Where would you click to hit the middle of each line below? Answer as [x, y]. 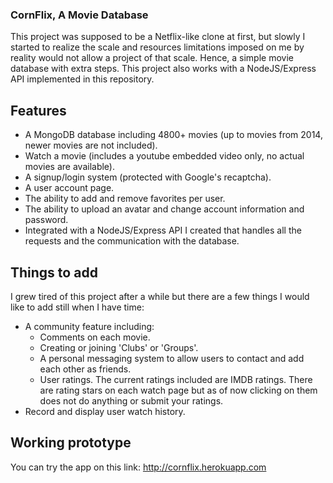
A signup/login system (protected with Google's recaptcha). [148, 177]
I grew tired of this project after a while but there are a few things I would [160, 296]
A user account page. [69, 188]
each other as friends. [85, 369]
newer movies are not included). [91, 145]
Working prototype [71, 443]
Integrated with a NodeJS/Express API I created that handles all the [163, 230]
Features [38, 110]
